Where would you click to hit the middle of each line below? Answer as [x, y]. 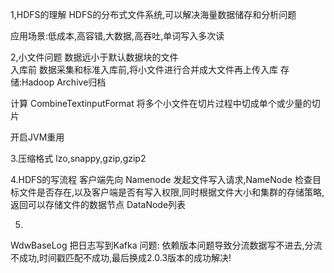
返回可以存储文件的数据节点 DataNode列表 [98, 204]
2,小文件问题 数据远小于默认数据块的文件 [94, 57]
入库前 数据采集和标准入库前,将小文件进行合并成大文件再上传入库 [144, 69]
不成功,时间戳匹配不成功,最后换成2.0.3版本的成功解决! [121, 257]
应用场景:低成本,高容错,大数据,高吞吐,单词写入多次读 [117, 36]
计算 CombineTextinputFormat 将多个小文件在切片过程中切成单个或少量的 [161, 103]
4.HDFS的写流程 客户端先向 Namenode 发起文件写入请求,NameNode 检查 [161, 179]
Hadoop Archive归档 [64, 82]
